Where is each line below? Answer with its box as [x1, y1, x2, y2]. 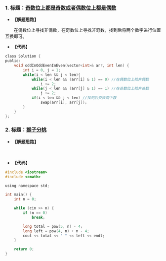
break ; [31, 215, 45, 220]
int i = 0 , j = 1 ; [23, 67, 61, 72]
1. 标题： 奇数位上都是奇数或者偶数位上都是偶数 [5, 4, 117, 11]
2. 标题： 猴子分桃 [5, 127, 47, 133]
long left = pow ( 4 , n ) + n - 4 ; [23, 228, 90, 234]
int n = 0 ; [14, 197, 37, 202]
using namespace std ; [5, 183, 50, 188]
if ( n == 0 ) [23, 210, 48, 215]
